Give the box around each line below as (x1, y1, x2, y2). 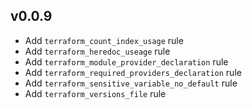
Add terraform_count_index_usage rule (24, 34, 184, 46)
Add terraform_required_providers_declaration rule (24, 66, 242, 78)
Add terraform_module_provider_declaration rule (24, 55, 229, 68)
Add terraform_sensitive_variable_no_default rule (24, 77, 238, 89)
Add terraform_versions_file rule (24, 87, 167, 99)
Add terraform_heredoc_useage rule (24, 45, 171, 57)
